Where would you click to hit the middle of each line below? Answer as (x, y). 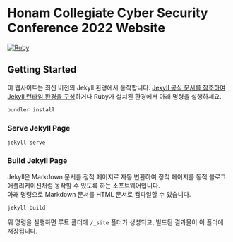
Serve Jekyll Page (39, 128)
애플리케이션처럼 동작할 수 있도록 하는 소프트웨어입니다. (84, 186)
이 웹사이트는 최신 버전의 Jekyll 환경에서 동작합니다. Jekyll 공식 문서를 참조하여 (116, 87)
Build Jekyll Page (37, 160)
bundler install (31, 110)
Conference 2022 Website (86, 28)
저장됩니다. (23, 231)
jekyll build (26, 208)
